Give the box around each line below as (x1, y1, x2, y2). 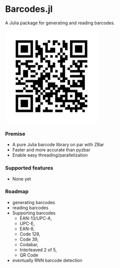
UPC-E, (19, 220, 36, 226)
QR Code (19, 252, 39, 258)
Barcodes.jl (5, 3, 53, 15)
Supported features (5, 164, 53, 171)
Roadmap (5, 188, 29, 195)
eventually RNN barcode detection (12, 257, 82, 263)
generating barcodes (12, 199, 55, 205)
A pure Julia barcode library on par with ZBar (12, 142, 104, 148)
